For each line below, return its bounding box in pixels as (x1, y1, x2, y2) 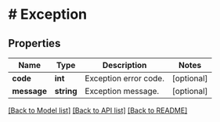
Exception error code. (85, 73, 164, 84)
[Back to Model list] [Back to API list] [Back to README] (8, 106, 188, 115)
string (54, 86, 78, 96)
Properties (8, 37, 61, 50)
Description (102, 60, 147, 70)
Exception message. (85, 86, 160, 96)
